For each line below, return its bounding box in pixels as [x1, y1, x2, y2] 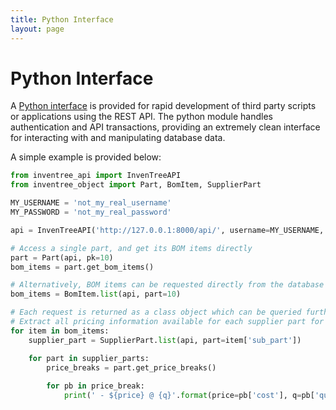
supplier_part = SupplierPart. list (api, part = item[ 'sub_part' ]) [28, 335, 302, 345]
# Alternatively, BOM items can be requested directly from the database [10, 280, 325, 290]
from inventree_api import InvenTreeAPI [10, 171, 182, 181]
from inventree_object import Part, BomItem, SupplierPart [10, 180, 262, 190]
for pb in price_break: [46, 381, 145, 391]
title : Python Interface [10, 14, 114, 25]
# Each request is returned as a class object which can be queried [10, 307, 302, 318]
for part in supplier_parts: [28, 353, 150, 363]
